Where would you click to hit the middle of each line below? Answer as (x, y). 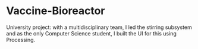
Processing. (21, 40)
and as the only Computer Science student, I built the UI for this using (91, 33)
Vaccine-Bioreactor (56, 11)
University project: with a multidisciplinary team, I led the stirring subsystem (99, 27)
